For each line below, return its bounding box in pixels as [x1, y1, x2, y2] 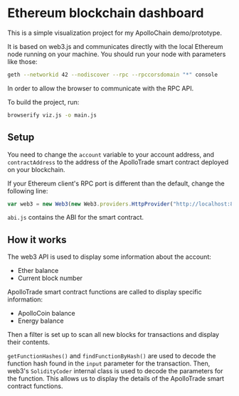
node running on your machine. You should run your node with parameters [7, 50, 226, 58]
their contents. [7, 338, 51, 346]
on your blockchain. [7, 165, 65, 173]
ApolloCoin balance [17, 309, 76, 318]
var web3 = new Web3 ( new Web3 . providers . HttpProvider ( [7, 200, 174, 208]
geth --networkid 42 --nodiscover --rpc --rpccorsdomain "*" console [7, 71, 218, 78]
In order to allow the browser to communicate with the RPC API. [7, 84, 194, 92]
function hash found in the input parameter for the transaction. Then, [7, 359, 211, 368]
